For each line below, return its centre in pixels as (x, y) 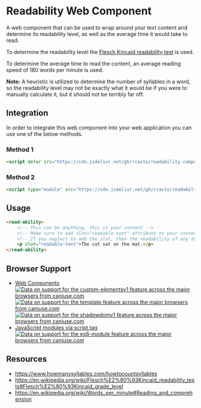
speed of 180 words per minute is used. (55, 69)
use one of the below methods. (45, 134)
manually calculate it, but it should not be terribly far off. (75, 94)
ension (23, 399)
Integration (28, 113)
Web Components (37, 283)
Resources (27, 359)
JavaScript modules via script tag (56, 327)
